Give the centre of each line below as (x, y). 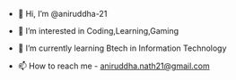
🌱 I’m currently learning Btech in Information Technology (122, 48)
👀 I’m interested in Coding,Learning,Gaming (98, 31)
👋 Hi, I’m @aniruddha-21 (62, 14)
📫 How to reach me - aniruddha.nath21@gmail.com (114, 66)
